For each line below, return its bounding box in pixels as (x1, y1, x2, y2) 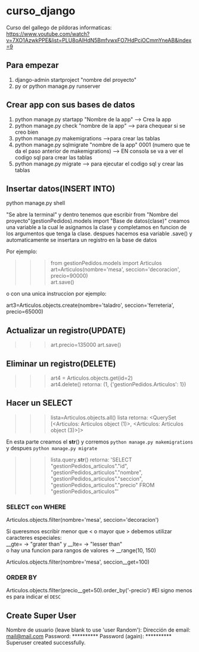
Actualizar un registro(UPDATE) (6, 325, 126, 336)
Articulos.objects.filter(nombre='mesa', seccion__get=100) (6, 558, 150, 565)
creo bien (14, 128, 39, 136)
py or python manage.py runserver (14, 82, 101, 90)
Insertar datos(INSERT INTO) (6, 183, 116, 193)
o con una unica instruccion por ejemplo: (6, 290, 107, 297)
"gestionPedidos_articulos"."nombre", (50, 469, 143, 476)
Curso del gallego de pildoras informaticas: (6, 24, 112, 31)
